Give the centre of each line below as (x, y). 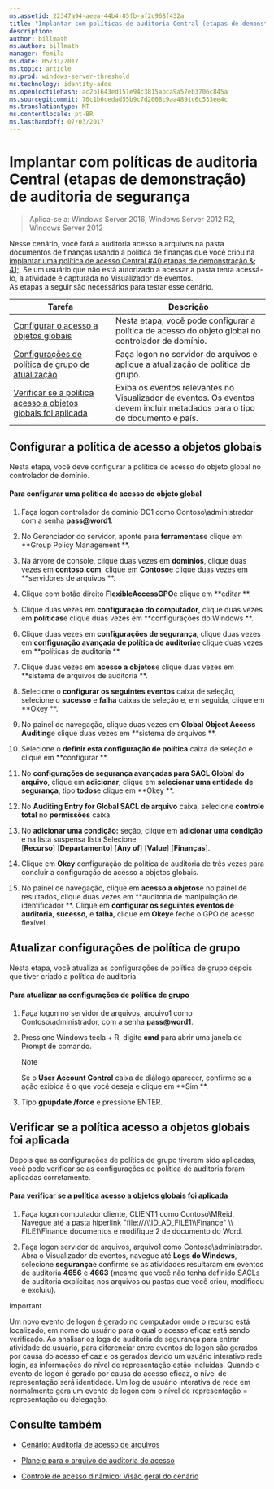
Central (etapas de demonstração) (128, 179)
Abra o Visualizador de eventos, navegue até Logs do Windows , (129, 1255)
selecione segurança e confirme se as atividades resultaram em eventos (142, 1264)
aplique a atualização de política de (183, 364)
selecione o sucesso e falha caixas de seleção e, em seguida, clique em (143, 699)
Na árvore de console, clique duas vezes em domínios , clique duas (134, 560)
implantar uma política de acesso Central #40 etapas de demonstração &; (133, 260)
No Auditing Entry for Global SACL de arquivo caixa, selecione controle (143, 806)
